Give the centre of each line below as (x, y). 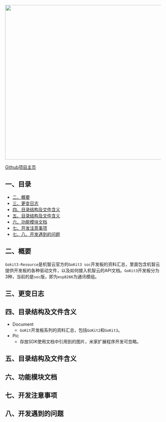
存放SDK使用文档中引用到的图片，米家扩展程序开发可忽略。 (81, 341)
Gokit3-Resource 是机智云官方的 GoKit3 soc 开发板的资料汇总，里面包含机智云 (83, 264)
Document (23, 324)
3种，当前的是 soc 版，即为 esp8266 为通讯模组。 (52, 277)
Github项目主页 (21, 167)
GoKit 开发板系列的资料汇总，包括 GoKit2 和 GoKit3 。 (71, 330)
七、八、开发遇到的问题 (36, 234)
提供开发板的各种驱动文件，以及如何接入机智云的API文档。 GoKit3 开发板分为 (82, 270)
